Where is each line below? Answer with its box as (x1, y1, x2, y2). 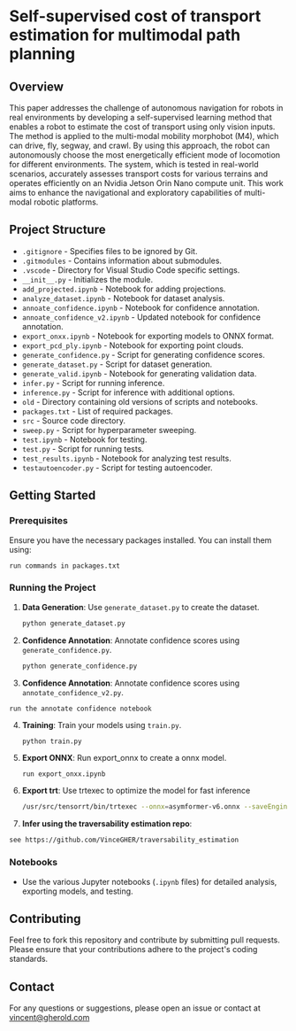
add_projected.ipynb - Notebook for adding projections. (21, 283, 226, 294)
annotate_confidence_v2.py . (21, 686, 124, 697)
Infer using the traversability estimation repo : (21, 818, 193, 829)
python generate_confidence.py (21, 662, 138, 671)
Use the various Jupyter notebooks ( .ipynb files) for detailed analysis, (21, 876, 277, 887)
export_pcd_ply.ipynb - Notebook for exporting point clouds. (21, 339, 245, 351)
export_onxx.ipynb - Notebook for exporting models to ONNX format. (21, 330, 274, 341)
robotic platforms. (34, 197, 99, 207)
